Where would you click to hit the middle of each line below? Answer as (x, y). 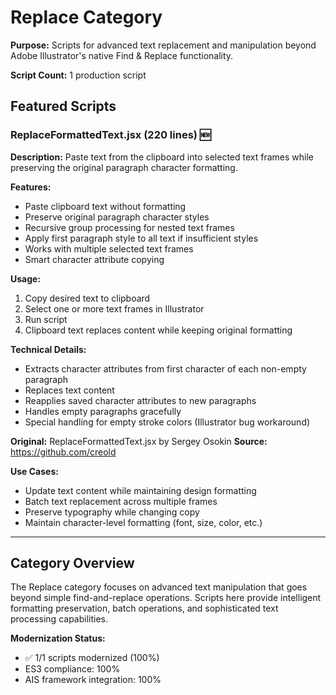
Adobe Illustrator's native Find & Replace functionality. (122, 55)
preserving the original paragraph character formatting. (124, 167)
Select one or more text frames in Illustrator (114, 308)
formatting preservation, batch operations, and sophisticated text (144, 608)
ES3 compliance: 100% (72, 669)
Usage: (26, 278)
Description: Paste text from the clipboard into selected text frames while (162, 157)
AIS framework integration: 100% (93, 680)
